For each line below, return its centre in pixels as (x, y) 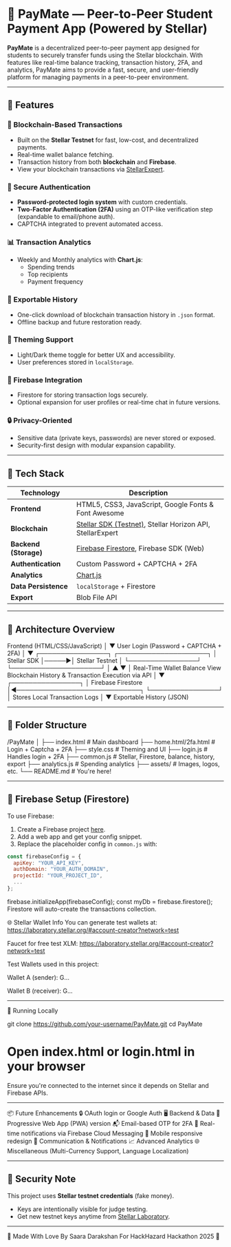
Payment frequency (55, 282)
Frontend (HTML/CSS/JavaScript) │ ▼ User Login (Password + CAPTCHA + (114, 646)
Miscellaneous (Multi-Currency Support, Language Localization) (98, 1151)
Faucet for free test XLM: (43, 943)
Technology (40, 493)
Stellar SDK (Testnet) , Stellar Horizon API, (143, 524)
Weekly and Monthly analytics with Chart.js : (80, 260)
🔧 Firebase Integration (45, 380)
